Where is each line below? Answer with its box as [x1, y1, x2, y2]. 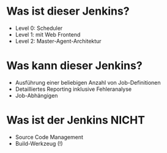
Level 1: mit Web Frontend [15, 30, 81, 38]
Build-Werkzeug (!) [15, 140, 63, 147]
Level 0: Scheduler [15, 24, 63, 32]
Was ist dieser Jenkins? [6, 4, 130, 18]
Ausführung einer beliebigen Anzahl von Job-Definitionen [15, 79, 161, 86]
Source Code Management [15, 133, 84, 141]
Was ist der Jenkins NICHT [6, 113, 146, 127]
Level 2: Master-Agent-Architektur [15, 37, 102, 44]
